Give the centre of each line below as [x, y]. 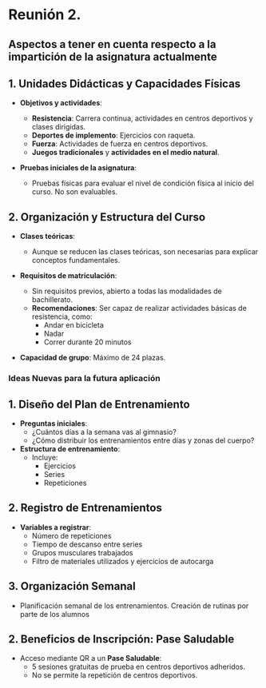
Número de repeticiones [71, 535]
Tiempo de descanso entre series [87, 544]
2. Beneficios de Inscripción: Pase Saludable [121, 639]
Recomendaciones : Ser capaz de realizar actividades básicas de [139, 308]
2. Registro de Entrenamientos [85, 508]
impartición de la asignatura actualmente [113, 56]
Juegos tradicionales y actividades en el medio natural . [125, 153]
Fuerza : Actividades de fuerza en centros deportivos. [120, 144]
